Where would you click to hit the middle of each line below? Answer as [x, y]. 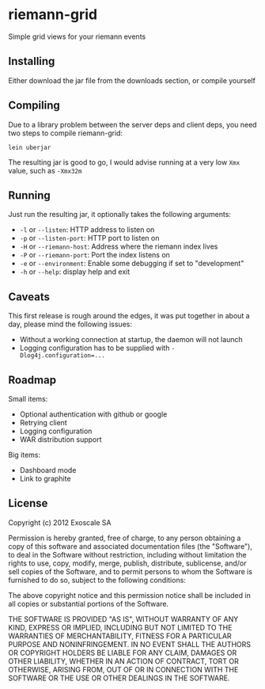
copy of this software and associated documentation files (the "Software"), [131, 546]
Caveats [29, 297]
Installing [32, 61]
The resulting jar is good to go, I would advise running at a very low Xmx [124, 162]
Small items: [28, 399]
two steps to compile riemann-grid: [66, 133]
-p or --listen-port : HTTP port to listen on [89, 238]
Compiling [34, 106]
